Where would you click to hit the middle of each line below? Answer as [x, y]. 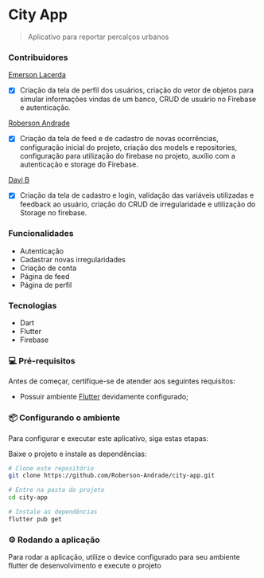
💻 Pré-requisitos [42, 360]
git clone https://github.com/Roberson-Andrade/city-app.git [112, 476]
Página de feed [45, 276]
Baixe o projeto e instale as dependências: [78, 454]
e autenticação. [45, 108]
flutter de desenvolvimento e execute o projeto [85, 566]
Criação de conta [48, 268]
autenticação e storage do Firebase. [79, 164]
